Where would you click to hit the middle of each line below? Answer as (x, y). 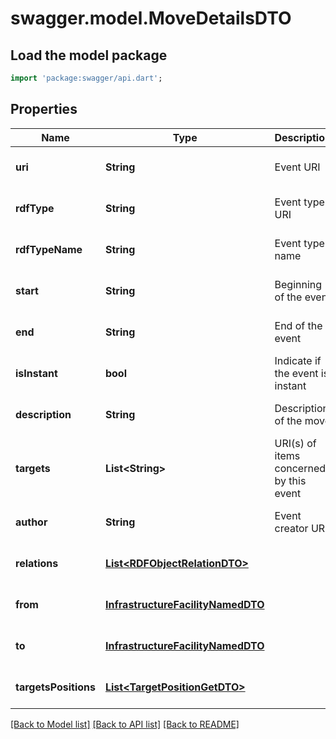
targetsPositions (55, 687)
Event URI (297, 167)
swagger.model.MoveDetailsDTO (151, 18)
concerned (300, 468)
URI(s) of (295, 443)
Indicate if (298, 360)
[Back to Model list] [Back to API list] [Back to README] (125, 724)
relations (37, 563)
